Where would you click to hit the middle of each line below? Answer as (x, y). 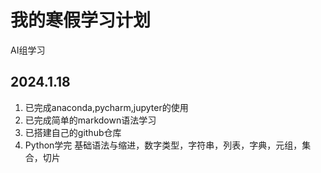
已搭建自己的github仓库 (73, 132)
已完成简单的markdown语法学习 (90, 120)
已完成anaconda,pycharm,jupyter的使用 (106, 107)
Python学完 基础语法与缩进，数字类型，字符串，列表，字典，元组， (163, 145)
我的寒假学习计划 (81, 20)
